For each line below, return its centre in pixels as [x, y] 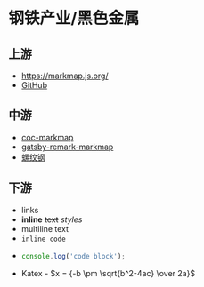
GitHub [34, 85]
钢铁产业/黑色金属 [74, 18]
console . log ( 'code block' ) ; [73, 256]
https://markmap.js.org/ [65, 76]
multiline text [45, 228]
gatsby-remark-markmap [67, 147]
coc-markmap [47, 137]
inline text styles [52, 219]
